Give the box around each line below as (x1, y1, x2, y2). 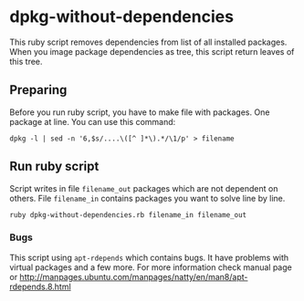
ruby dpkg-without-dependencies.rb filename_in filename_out (9, 210, 247, 220)
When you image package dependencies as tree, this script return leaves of (9, 46, 295, 57)
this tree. (9, 56, 43, 67)
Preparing (9, 82, 68, 98)
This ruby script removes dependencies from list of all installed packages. (9, 36, 288, 47)
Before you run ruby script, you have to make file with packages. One (9, 107, 270, 118)
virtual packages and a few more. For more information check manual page (9, 262, 292, 273)
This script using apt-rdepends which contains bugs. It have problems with (9, 252, 289, 263)
